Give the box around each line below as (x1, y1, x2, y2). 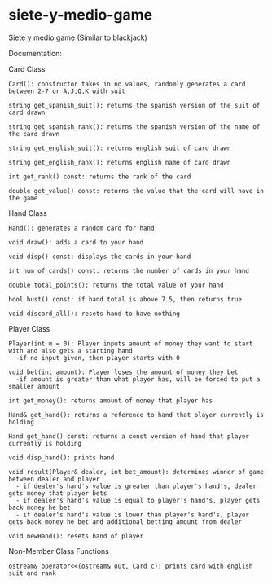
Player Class (8, 323, 50, 333)
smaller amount (8, 382, 60, 390)
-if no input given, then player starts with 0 (15, 353, 181, 362)
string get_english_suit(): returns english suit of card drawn (8, 144, 231, 152)
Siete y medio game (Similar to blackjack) (8, 33, 148, 42)
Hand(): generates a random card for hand (8, 224, 155, 232)
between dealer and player (8, 475, 100, 483)
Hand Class (8, 208, 47, 217)
